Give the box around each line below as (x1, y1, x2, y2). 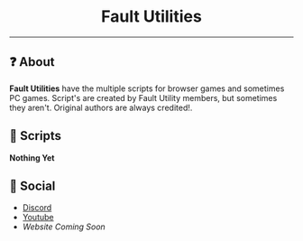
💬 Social (9, 178, 56, 193)
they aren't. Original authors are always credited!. (9, 102, 193, 113)
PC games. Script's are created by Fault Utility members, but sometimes (9, 92, 278, 103)
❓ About (9, 54, 55, 70)
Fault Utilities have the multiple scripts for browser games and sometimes (9, 83, 285, 94)
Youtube (22, 212, 54, 223)
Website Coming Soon (22, 221, 106, 232)
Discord (22, 202, 52, 213)
